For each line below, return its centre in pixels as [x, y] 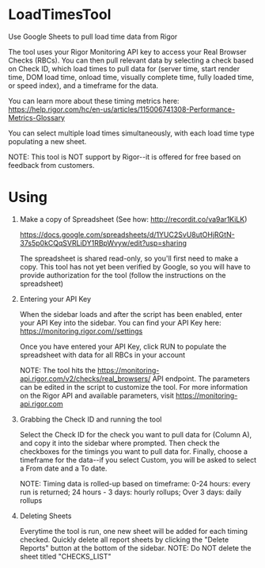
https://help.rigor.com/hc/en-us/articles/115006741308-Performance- [122, 109]
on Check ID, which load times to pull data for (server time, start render [124, 68]
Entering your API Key [55, 299]
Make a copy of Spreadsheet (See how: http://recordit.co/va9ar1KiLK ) [133, 219]
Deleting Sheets [45, 516]
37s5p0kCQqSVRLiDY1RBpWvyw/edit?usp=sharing [103, 242]
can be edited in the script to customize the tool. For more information [134, 387]
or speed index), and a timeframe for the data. [83, 86]
